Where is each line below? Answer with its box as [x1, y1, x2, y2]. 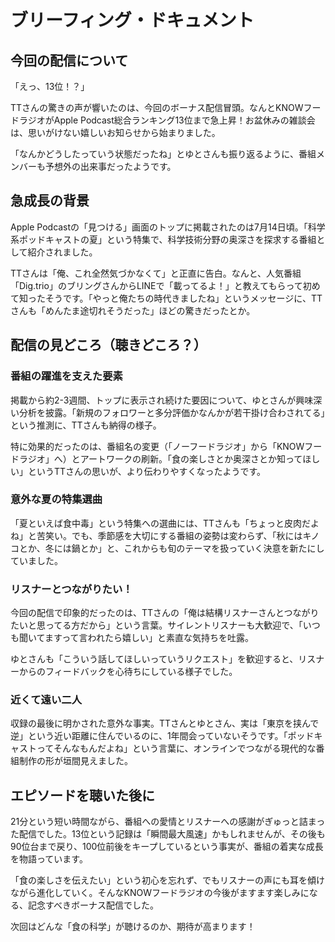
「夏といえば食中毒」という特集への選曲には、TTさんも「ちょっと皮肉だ [10, 517, 312, 529]
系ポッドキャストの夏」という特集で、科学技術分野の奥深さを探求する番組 [10, 233, 317, 245]
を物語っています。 [10, 853, 88, 865]
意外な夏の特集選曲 [10, 492, 103, 506]
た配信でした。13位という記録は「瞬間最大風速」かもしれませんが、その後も [10, 828, 326, 840]
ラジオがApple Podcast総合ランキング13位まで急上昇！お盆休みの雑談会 [18, 114, 316, 126]
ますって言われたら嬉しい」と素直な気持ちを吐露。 [44, 632, 254, 644]
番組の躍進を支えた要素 [10, 369, 123, 383]
